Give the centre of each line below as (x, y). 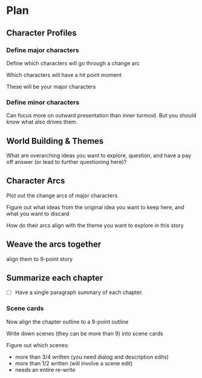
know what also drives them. (42, 122)
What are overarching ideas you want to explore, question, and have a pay (99, 155)
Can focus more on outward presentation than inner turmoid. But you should (101, 116)
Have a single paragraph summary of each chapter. (79, 292)
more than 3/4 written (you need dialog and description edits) (92, 357)
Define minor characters (43, 102)
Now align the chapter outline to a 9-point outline (67, 322)
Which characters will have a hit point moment (64, 75)
